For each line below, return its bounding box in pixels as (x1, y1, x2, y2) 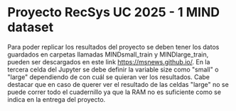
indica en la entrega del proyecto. (7, 95, 106, 103)
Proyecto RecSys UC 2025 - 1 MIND (7, 4, 220, 21)
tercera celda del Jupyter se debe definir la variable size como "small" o (7, 65, 219, 74)
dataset (7, 19, 54, 35)
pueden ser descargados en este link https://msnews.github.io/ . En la (7, 57, 210, 66)
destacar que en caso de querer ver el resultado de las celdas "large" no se (7, 80, 229, 88)
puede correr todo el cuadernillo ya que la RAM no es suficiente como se (7, 88, 222, 96)
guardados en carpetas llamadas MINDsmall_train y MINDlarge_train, (7, 50, 209, 59)
